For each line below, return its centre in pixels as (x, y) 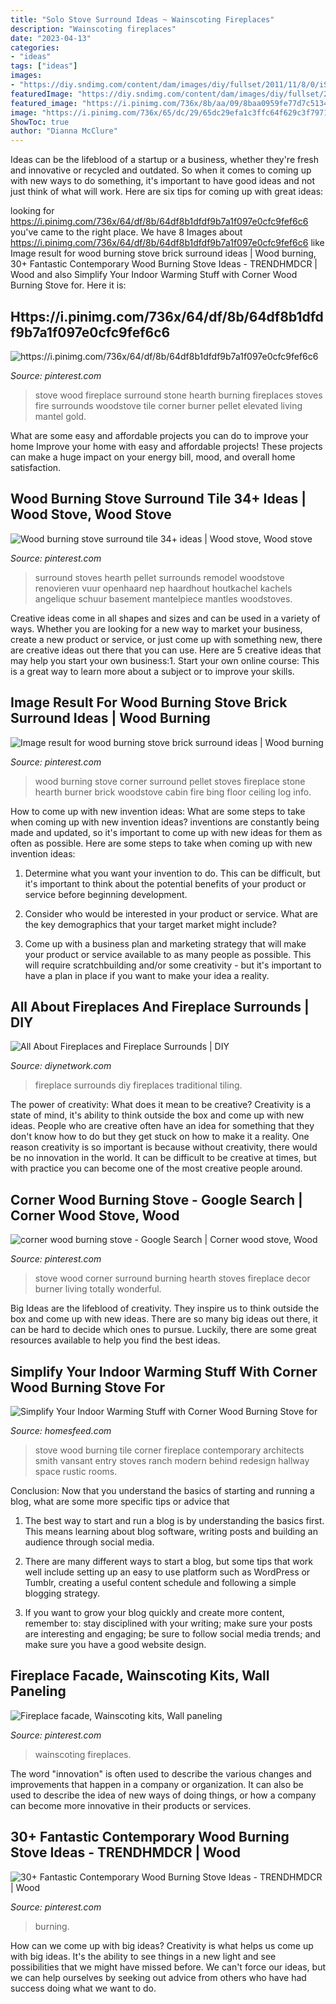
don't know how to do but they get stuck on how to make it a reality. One (160, 1137)
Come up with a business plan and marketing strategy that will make (165, 943)
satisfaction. (36, 467)
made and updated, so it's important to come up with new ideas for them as (166, 832)
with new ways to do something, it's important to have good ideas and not (163, 181)
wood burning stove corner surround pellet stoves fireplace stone (170, 781)
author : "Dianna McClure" (64, 131)
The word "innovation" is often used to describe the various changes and (161, 1773)
